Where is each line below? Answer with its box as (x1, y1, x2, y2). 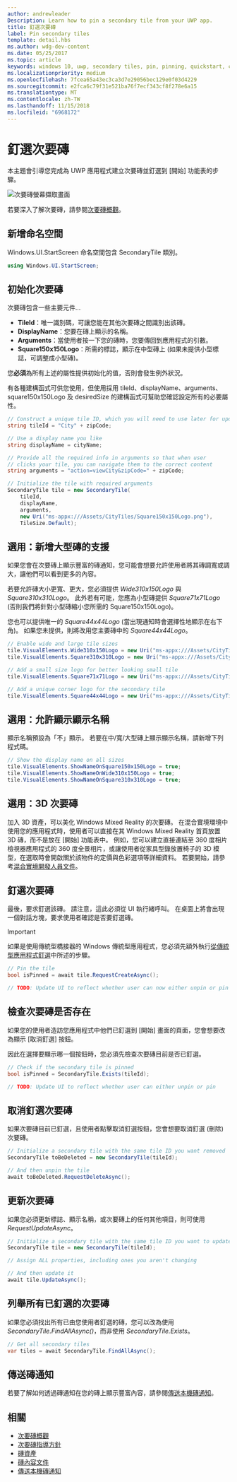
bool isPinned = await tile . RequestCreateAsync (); (7, 972, 159, 979)
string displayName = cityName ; (7, 441, 102, 449)
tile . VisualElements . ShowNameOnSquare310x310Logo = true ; (7, 776, 181, 783)
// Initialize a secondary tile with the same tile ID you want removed (7, 1148, 226, 1155)
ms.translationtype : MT (7, 89, 78, 96)
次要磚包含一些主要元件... (7, 303, 81, 312)
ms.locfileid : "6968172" (7, 109, 80, 116)
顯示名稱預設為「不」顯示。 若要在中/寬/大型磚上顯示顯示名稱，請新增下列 (7, 734, 224, 742)
